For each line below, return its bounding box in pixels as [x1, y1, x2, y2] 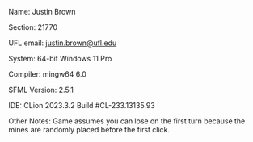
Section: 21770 [8, 23, 58, 31]
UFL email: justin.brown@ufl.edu [8, 38, 117, 48]
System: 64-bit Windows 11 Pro [8, 54, 112, 63]
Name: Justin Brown [8, 7, 76, 16]
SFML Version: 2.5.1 [8, 85, 74, 94]
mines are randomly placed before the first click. [8, 125, 171, 134]
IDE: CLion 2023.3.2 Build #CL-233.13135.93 [8, 101, 155, 110]
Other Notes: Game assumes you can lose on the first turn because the [8, 116, 246, 126]
